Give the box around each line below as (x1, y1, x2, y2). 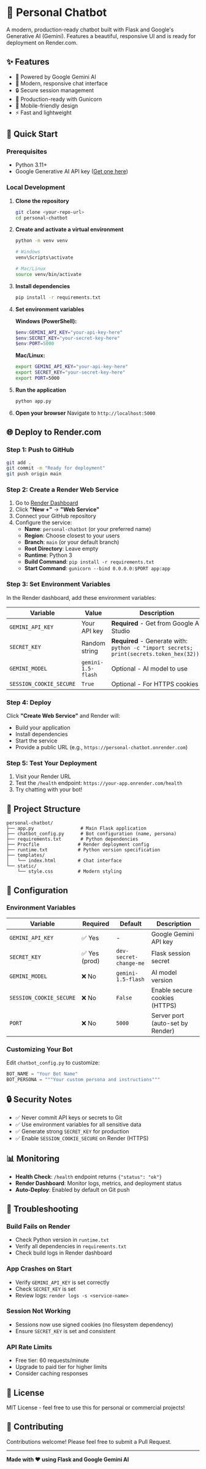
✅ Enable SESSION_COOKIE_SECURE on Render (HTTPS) (15, 1134, 149, 1142)
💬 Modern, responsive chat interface (15, 79, 109, 87)
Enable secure (151, 986, 193, 994)
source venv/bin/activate (15, 271, 82, 277)
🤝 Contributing (6, 1422, 64, 1432)
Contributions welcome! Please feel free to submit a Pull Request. (6, 1438, 172, 1445)
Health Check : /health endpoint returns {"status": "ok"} (15, 1173, 162, 1180)
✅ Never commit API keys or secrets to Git (15, 1114, 123, 1121)
